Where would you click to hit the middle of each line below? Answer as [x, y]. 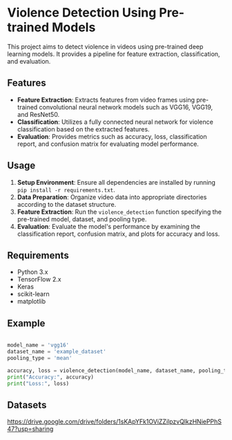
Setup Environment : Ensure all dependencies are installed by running [116, 182]
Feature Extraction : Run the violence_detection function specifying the [119, 212]
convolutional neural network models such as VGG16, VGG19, [126, 107]
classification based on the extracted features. [83, 129]
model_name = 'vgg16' [38, 345]
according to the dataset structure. [67, 204]
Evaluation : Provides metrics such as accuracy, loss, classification [112, 136]
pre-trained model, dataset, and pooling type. [82, 219]
